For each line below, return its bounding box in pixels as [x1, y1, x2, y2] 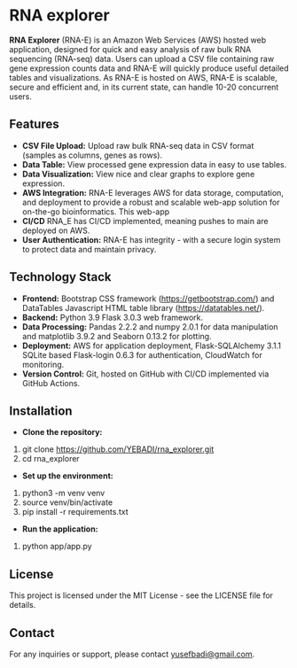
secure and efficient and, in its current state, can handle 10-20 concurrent [9, 82, 279, 92]
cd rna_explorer [21, 454, 80, 464]
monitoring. [21, 359, 65, 369]
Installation [9, 403, 73, 418]
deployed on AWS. [21, 225, 90, 236]
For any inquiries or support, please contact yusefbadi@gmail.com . [9, 649, 255, 659]
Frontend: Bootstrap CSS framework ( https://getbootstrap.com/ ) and [21, 293, 275, 304]
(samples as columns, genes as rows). [21, 150, 162, 160]
